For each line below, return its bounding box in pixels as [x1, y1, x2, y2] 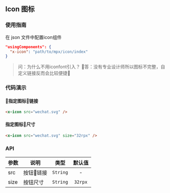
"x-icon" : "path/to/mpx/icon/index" [10, 49, 88, 54]
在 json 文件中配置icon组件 [5, 34, 62, 40]
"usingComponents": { [5, 44, 52, 50]
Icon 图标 [5, 5, 35, 14]
